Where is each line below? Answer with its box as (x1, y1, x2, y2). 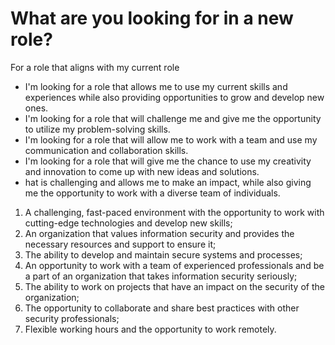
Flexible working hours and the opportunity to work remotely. (24, 323, 277, 335)
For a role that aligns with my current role (10, 61, 180, 73)
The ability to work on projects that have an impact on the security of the (24, 280, 325, 292)
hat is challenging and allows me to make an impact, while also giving (24, 176, 312, 188)
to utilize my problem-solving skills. (24, 123, 171, 135)
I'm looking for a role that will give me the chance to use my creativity (24, 155, 312, 167)
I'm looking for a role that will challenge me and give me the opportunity (24, 112, 322, 124)
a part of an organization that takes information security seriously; (24, 270, 298, 282)
